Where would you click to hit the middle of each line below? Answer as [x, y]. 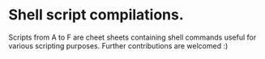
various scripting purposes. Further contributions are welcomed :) [118, 45]
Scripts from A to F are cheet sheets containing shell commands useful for [132, 37]
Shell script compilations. [96, 15]
